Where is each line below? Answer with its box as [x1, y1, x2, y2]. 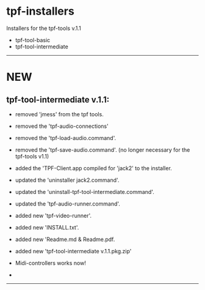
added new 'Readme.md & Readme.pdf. [15, 236, 115, 243]
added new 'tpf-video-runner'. [15, 212, 92, 219]
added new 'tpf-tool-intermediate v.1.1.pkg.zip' [15, 247, 132, 255]
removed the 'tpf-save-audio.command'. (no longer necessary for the [15, 146, 190, 154]
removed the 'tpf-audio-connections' [15, 122, 109, 130]
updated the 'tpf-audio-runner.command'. [15, 200, 121, 207]
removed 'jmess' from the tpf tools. [15, 110, 104, 117]
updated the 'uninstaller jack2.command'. [15, 176, 120, 184]
